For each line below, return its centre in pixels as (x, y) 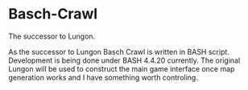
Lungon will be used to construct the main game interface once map (122, 68)
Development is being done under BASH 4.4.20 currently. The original (124, 60)
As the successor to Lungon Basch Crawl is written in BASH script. (119, 51)
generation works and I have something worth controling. (103, 77)
